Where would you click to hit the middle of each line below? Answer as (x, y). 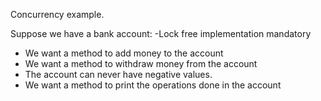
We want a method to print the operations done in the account (153, 85)
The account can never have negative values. (118, 74)
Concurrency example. (57, 14)
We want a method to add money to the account (124, 53)
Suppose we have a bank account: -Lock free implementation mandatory (161, 33)
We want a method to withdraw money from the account (141, 63)
